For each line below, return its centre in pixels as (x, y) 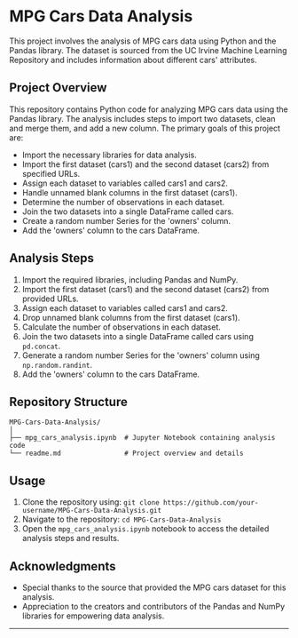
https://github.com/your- (211, 503)
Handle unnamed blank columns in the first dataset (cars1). (129, 192)
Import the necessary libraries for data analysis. (109, 155)
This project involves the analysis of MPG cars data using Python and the (143, 41)
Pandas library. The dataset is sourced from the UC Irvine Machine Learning (148, 50)
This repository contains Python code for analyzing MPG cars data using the (149, 109)
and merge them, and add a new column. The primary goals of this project (145, 128)
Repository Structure (69, 402)
